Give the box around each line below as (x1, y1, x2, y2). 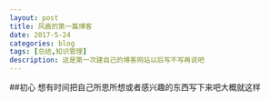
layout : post (9, 13, 59, 23)
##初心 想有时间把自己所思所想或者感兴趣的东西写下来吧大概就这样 (9, 82, 261, 92)
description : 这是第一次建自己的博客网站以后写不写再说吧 (9, 56, 205, 65)
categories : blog (9, 38, 75, 48)
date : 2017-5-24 (9, 30, 71, 39)
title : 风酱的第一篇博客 (9, 22, 93, 31)
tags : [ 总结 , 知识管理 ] (9, 47, 87, 56)
